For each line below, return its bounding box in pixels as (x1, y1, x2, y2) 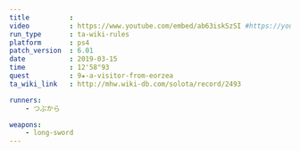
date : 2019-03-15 (9, 55, 118, 63)
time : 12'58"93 (9, 63, 110, 72)
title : (9, 13, 74, 22)
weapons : (9, 120, 42, 130)
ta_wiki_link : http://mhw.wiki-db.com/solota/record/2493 (9, 80, 242, 88)
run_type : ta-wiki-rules (9, 29, 129, 38)
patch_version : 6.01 (9, 46, 94, 55)
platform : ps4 (9, 38, 90, 47)
